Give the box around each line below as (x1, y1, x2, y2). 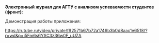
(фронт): (5, 9, 23, 15)
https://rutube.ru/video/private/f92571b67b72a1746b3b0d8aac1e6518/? (5, 28, 148, 33)
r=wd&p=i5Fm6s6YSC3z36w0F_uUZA (5, 33, 81, 38)
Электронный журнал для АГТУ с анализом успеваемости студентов (5, 4, 154, 10)
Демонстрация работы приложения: (5, 19, 81, 24)
